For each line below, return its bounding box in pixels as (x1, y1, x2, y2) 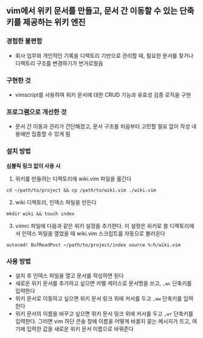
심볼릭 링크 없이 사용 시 (6, 162, 61, 169)
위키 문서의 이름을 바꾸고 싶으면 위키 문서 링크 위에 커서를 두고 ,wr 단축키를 (15, 309, 193, 317)
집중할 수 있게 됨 (31, 130, 71, 138)
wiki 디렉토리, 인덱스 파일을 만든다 (15, 198, 97, 205)
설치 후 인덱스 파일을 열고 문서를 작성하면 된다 (15, 272, 124, 279)
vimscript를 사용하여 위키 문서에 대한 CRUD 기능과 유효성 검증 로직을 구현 (15, 91, 191, 98)
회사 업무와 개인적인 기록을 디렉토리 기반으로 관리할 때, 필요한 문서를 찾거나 (15, 52, 194, 59)
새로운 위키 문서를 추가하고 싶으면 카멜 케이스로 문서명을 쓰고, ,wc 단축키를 (15, 279, 192, 287)
